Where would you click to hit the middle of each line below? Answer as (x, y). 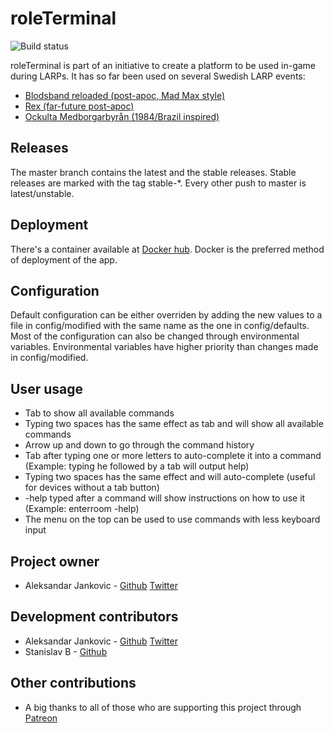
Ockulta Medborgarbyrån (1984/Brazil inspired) (122, 116)
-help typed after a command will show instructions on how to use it (165, 498)
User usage (46, 388)
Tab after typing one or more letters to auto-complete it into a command (173, 456)
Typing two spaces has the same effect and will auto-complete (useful (170, 477)
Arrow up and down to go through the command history (139, 445)
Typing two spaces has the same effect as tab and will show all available (174, 424)
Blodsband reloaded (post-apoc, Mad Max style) (125, 95)
